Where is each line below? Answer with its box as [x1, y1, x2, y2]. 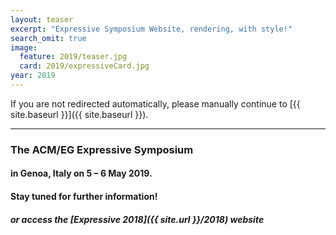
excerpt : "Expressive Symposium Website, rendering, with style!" [10, 24, 293, 34]
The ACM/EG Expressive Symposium [10, 142, 194, 156]
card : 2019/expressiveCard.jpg [19, 61, 150, 71]
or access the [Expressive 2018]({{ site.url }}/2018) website [10, 213, 265, 225]
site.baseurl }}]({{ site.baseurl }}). [10, 108, 149, 120]
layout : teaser [10, 14, 74, 25]
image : [10, 42, 38, 53]
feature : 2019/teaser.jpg [19, 52, 128, 62]
